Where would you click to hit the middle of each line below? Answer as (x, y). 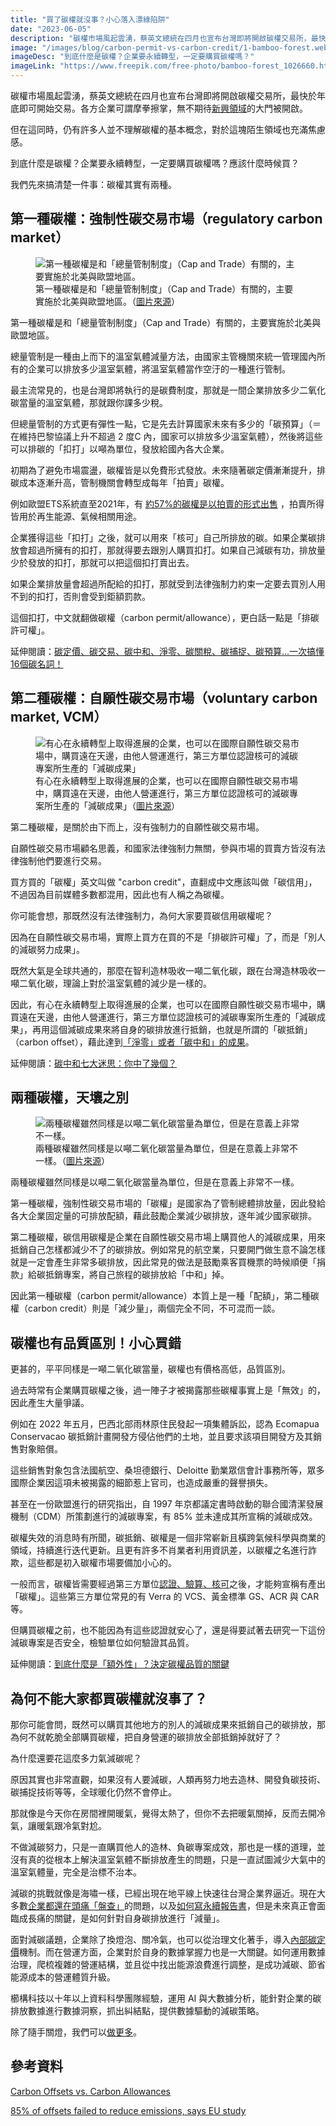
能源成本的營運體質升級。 (63, 1977)
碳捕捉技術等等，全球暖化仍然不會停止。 (93, 1792)
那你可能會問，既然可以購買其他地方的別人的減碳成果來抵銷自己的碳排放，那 (168, 1725)
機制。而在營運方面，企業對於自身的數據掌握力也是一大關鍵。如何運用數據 (172, 1952)
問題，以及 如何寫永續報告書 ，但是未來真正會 (224, 1906)
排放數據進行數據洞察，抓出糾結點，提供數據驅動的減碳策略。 (137, 2011)
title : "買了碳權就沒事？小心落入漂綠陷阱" (90, 19)
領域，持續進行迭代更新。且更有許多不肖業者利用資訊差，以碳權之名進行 (159, 1550)
